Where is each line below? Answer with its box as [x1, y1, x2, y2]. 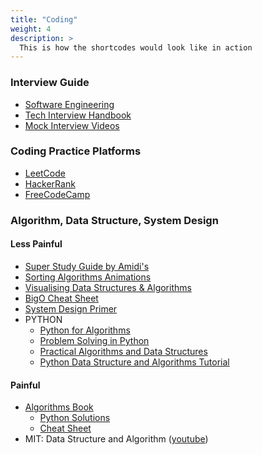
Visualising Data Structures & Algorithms [24, 281, 192, 293]
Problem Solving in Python [39, 334, 150, 346]
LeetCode [24, 167, 66, 179]
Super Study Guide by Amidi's [24, 260, 150, 272]
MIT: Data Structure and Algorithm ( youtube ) [24, 433, 209, 445]
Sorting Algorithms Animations [24, 271, 152, 283]
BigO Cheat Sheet [24, 292, 99, 304]
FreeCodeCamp [24, 188, 91, 200]
